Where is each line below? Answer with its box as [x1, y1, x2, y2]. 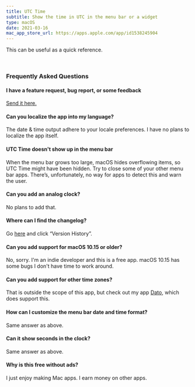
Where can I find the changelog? [6, 217, 87, 224]
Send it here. [6, 100, 37, 107]
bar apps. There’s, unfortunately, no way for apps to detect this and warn [6, 171, 182, 178]
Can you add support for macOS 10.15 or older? [6, 243, 123, 250]
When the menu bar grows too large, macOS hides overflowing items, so [6, 158, 181, 165]
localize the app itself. [6, 132, 59, 139]
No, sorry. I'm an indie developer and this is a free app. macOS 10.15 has [6, 257, 180, 264]
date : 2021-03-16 [6, 25, 48, 31]
